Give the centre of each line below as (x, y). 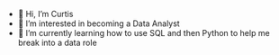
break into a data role (57, 42)
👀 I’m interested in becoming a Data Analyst (99, 23)
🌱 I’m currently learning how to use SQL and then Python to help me (144, 33)
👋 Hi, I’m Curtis (45, 14)
